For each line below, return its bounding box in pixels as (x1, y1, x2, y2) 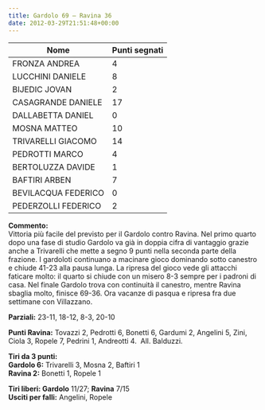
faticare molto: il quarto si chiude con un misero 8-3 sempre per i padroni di (8, 271, 257, 281)
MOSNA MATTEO (12, 123, 78, 134)
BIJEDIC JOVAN (12, 84, 72, 95)
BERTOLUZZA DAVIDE (12, 161, 95, 172)
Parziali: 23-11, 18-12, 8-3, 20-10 (8, 312, 115, 322)
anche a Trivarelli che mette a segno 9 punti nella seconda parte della (8, 246, 237, 256)
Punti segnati (111, 45, 164, 56)
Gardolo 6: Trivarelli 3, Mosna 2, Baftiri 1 (8, 360, 141, 369)
